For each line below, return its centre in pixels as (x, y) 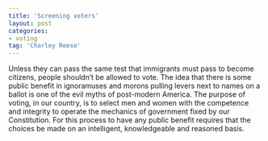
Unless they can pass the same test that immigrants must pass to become (131, 68)
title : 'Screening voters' (54, 16)
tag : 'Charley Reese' (45, 46)
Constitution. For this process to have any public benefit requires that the (130, 120)
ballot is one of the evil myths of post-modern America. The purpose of (127, 94)
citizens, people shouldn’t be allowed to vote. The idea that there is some (130, 77)
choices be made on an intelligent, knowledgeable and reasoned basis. (126, 129)
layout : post (30, 23)
